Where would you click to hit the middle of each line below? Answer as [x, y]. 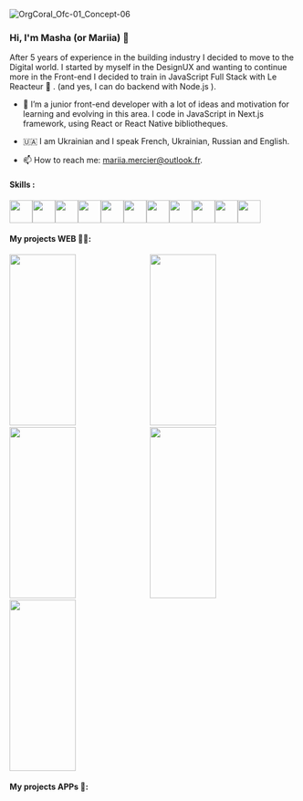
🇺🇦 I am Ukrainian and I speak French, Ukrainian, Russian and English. [156, 141]
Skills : [22, 184]
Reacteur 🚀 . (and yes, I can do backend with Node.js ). [113, 87]
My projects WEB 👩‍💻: [50, 239]
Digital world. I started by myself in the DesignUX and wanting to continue [148, 68]
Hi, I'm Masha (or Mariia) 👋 [69, 37]
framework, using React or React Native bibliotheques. [125, 124]
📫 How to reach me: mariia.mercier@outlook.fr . [113, 161]
